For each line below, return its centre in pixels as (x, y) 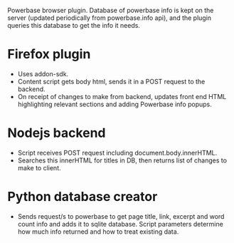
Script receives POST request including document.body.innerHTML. (117, 152)
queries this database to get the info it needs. (74, 25)
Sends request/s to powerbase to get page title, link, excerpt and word (121, 216)
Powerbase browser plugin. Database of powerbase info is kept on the (111, 10)
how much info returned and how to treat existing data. (98, 232)
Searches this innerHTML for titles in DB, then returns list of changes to (122, 160)
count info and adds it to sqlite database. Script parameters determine (121, 224)
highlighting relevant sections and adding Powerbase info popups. (115, 104)
